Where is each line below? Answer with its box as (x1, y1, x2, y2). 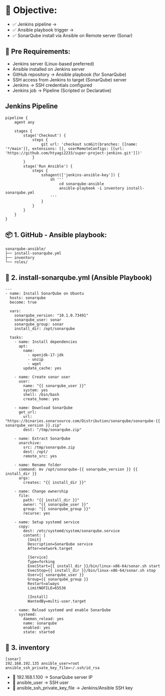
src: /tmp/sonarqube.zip (23, 445, 75, 450)
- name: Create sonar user (14, 374, 71, 380)
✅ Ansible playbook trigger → (12, 27, 74, 33)
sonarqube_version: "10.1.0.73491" (14, 313, 89, 318)
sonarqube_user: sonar (14, 318, 62, 323)
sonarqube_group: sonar (14, 322, 64, 327)
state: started (23, 630, 55, 635)
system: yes (23, 388, 49, 393)
